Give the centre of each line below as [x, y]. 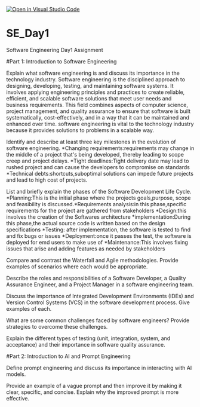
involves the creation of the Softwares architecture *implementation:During [99, 217]
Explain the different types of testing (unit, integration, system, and [88, 338]
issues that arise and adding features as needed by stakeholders [86, 249]
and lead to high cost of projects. [47, 180]
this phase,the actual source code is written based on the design [86, 223]
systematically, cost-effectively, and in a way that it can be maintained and [98, 117]
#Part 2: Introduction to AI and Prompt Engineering [69, 356]
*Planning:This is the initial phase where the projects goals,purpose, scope [99, 198]
